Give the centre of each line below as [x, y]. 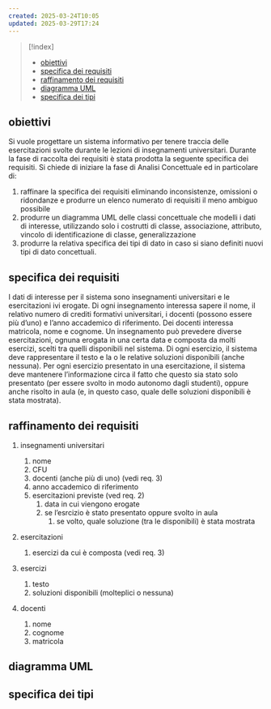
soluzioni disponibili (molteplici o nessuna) [103, 592]
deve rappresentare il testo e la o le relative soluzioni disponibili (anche [127, 357]
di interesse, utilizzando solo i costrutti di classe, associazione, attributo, [141, 226]
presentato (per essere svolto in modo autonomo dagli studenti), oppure [129, 383]
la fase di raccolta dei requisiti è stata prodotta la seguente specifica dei [129, 159]
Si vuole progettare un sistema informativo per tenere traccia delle [119, 142]
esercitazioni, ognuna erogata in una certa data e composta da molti [122, 340]
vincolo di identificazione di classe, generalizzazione [108, 235]
